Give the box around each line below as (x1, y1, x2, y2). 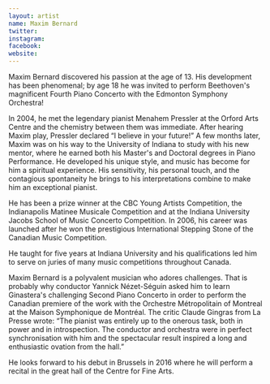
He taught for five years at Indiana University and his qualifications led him (8, 248, 258, 258)
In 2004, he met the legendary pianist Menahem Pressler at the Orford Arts (8, 114, 259, 123)
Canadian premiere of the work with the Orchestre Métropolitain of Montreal (8, 299, 263, 308)
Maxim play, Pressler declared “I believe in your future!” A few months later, (8, 131, 261, 140)
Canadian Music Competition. (8, 233, 108, 242)
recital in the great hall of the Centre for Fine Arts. (8, 366, 174, 376)
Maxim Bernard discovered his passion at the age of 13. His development (8, 72, 252, 81)
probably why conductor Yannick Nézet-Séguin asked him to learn (8, 282, 231, 291)
